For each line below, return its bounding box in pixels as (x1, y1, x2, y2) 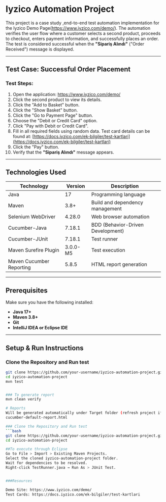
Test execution (91, 247, 125, 253)
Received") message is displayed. (5, 46, 74, 52)
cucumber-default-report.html (5, 415, 68, 420)
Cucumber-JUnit (8, 236, 48, 243)
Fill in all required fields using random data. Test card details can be (12, 128, 150, 134)
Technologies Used (5, 168, 66, 177)
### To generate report (5, 392, 55, 397)
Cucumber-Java (8, 224, 47, 231)
